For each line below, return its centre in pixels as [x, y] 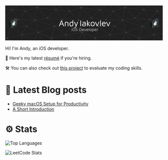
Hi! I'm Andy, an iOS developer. [37, 48]
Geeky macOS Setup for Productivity [50, 104]
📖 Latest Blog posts [46, 90]
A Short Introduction [33, 109]
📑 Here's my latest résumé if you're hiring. [48, 58]
